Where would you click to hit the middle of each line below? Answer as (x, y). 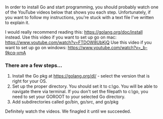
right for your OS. (29, 81)
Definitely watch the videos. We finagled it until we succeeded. (68, 111)
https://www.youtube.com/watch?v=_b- (108, 48)
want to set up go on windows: (36, 48)
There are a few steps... (34, 65)
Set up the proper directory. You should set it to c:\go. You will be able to (85, 86)
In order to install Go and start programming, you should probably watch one (82, 7)
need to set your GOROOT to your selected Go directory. (69, 97)
